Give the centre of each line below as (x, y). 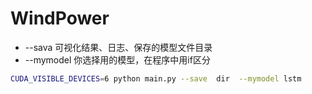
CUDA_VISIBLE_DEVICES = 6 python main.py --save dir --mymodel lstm (156, 78)
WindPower (60, 18)
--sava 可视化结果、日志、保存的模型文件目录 (118, 47)
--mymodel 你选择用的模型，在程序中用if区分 (117, 59)
